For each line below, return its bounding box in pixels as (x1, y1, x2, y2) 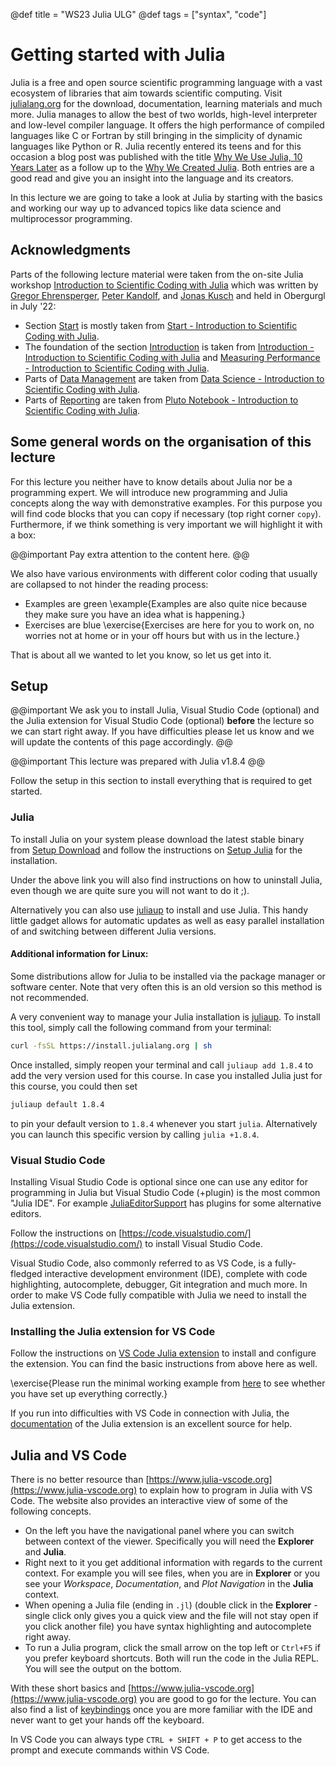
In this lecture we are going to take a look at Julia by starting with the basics (10, 191, 323, 203)
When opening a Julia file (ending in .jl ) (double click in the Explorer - (24, 1599, 318, 1611)
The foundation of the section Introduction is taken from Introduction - (24, 340, 315, 353)
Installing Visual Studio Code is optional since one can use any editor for (10, 1175, 308, 1188)
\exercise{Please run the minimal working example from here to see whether (10, 1377, 326, 1389)
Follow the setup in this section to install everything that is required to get (10, 775, 313, 787)
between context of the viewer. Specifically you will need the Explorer (24, 1535, 315, 1548)
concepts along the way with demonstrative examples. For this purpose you (10, 497, 323, 509)
